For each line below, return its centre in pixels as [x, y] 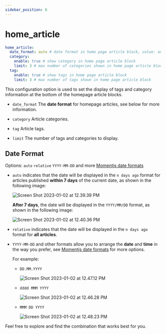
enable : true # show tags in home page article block [70, 75]
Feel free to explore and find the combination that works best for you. [76, 326]
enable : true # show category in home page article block [75, 61]
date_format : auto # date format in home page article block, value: [83, 52]
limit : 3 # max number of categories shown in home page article [83, 66]
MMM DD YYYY [32, 308]
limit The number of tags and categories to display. [65, 138]
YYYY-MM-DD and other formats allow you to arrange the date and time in [85, 244]
